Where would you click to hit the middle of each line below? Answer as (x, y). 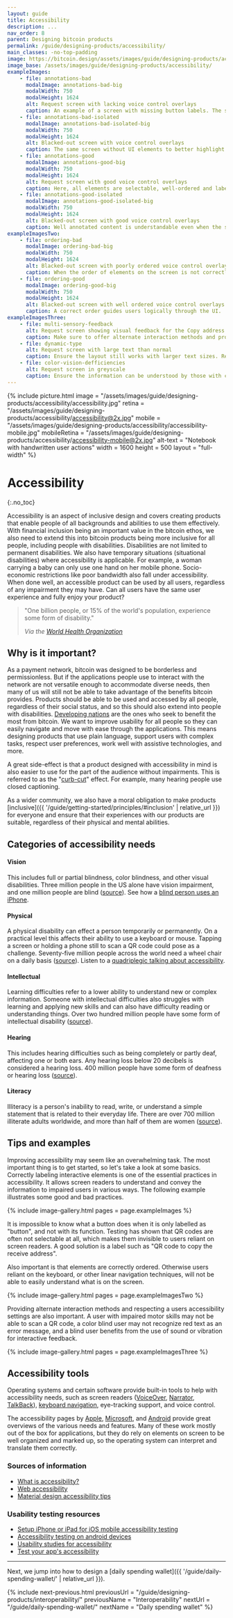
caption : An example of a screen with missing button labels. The (123, 111)
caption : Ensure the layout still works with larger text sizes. (122, 357)
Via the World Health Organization (74, 631)
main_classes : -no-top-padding (52, 53)
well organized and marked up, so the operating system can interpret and (112, 1441)
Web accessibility (42, 1489)
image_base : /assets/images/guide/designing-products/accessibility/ (110, 65)
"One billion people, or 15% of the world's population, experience (117, 610)
